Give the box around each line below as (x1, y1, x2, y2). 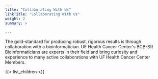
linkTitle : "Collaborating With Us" (5, 12, 80, 17)
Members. (5, 59, 26, 65)
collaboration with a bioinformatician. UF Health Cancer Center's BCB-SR (5, 44, 153, 50)
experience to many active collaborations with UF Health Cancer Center (5, 54, 151, 60)
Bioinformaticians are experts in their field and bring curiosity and (5, 49, 137, 55)
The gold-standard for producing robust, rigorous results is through (5, 39, 141, 44)
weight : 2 (5, 16, 26, 21)
